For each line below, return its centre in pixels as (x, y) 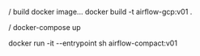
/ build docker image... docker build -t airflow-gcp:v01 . (100, 12)
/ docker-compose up (45, 27)
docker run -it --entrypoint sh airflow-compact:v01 (93, 43)
